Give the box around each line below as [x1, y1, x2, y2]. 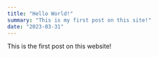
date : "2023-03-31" [7, 23, 64, 30]
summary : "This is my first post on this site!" [7, 17, 152, 24]
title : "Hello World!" [7, 10, 73, 17]
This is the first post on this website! [7, 42, 112, 51]
